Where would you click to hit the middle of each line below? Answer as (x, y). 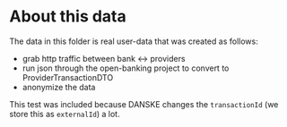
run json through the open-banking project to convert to (126, 68)
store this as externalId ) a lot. (65, 114)
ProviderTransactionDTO (68, 77)
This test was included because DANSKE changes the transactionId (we (144, 104)
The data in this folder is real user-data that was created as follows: (134, 41)
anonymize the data (59, 87)
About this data (68, 17)
